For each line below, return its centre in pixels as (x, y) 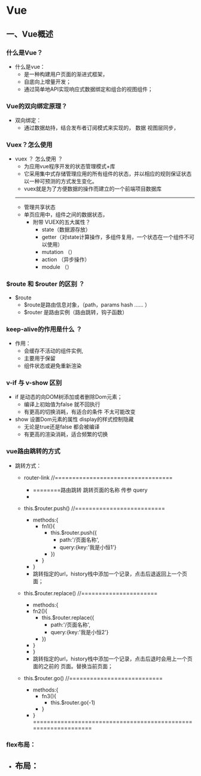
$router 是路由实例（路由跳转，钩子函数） (76, 312)
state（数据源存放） (66, 230)
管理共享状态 (39, 207)
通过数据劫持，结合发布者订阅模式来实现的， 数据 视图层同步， (101, 128)
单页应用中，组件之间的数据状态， (66, 215)
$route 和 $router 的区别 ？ (45, 284)
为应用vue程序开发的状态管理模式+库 (69, 166)
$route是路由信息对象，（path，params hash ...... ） (87, 304)
